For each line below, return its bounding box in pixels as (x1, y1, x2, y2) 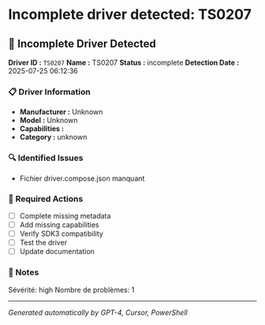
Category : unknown (19, 133, 88, 142)
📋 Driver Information (8, 86, 91, 97)
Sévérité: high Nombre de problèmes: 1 (8, 285, 135, 294)
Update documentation (19, 247, 95, 256)
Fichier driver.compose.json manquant (19, 174, 145, 183)
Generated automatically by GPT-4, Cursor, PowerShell (8, 308, 188, 317)
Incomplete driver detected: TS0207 (8, 6, 252, 24)
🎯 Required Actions (8, 193, 84, 204)
